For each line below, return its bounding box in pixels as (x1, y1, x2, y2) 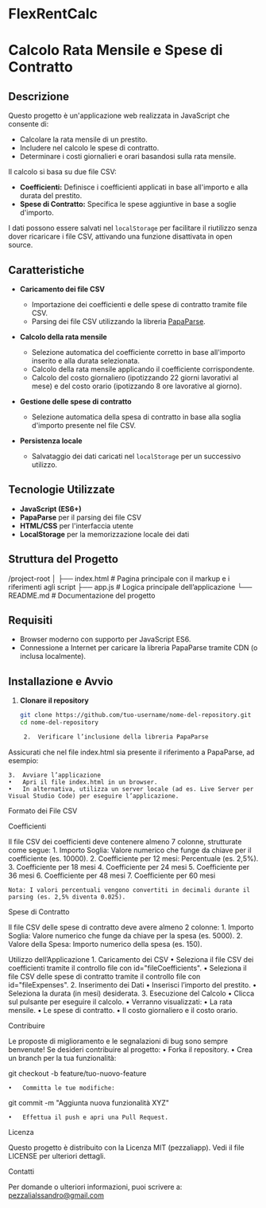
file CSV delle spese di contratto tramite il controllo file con (8, 972, 201, 981)
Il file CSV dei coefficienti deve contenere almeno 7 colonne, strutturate (8, 836, 242, 846)
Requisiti (8, 614, 53, 627)
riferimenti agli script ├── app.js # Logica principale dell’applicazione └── (8, 582, 253, 591)
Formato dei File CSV (8, 805, 78, 816)
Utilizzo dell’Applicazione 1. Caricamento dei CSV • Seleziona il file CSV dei (8, 954, 254, 964)
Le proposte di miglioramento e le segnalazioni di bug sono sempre (8, 1036, 229, 1046)
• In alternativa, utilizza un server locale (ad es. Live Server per (8, 785, 254, 793)
